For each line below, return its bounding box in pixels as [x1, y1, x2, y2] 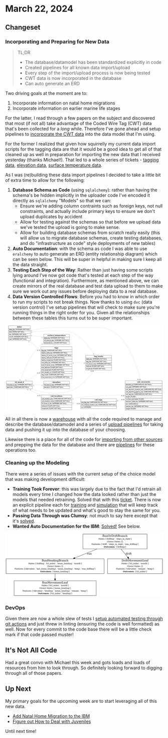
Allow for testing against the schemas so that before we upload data [20, 219, 161, 225]
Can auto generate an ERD [25, 80, 80, 86]
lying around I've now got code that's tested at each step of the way [12, 272, 154, 278]
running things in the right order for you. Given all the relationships [12, 309, 150, 315]
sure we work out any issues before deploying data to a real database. [12, 288, 158, 294]
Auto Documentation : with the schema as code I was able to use [12, 245, 147, 252]
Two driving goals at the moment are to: [5, 90, 88, 96]
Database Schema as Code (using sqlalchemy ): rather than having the [12, 187, 157, 193]
